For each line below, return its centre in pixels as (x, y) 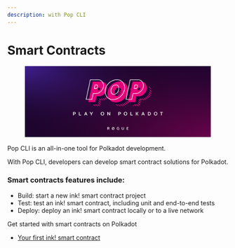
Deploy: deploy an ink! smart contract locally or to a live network (110, 210)
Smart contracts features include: (66, 180)
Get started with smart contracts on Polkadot (72, 223)
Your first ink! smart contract (59, 237)
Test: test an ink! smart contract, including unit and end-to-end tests (116, 202)
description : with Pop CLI (47, 15)
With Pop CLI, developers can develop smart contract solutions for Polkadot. (118, 162)
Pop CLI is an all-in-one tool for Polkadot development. (87, 149)
